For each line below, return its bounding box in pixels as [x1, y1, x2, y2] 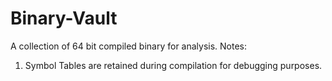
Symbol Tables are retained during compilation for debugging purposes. [24, 59, 323, 71]
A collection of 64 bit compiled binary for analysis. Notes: [10, 40, 248, 52]
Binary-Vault [10, 7, 118, 30]
